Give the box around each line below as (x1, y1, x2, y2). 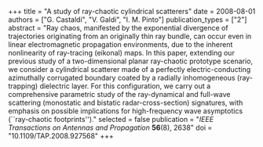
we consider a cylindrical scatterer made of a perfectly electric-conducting (8, 65, 251, 73)
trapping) (8, 81, 38, 91)
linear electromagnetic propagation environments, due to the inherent (8, 40, 233, 49)
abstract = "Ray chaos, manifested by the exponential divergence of (8, 23, 229, 32)
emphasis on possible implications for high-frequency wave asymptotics (8, 106, 243, 116)
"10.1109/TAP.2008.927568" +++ (8, 131, 114, 140)
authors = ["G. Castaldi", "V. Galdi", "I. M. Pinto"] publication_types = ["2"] (8, 15, 247, 24)
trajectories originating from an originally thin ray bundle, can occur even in (8, 31, 252, 41)
